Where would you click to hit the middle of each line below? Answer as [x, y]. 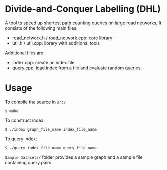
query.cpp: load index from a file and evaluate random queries [76, 68]
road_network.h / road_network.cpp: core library [62, 38]
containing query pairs [28, 162]
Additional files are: [25, 53]
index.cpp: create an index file [43, 62]
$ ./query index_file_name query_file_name [51, 148]
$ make [12, 111]
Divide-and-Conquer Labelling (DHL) [83, 9]
